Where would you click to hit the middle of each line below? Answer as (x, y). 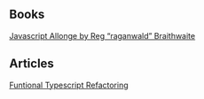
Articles (32, 64)
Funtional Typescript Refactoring (69, 85)
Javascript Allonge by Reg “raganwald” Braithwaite (102, 35)
